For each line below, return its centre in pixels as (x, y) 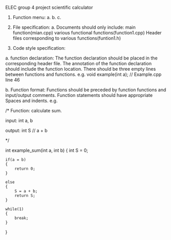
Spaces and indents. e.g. (31, 101)
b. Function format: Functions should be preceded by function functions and (86, 90)
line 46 (13, 80)
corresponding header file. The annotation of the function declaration (79, 63)
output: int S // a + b (26, 131)
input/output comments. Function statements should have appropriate (79, 95)
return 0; (25, 169)
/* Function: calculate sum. (34, 111)
